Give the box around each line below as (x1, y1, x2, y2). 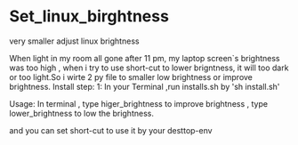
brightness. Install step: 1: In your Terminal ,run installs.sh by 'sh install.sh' (9, 81, 280, 92)
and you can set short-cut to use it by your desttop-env (9, 125, 213, 135)
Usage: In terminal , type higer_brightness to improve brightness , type (9, 98, 269, 109)
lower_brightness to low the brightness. (9, 108, 154, 118)
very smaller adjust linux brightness (9, 36, 140, 46)
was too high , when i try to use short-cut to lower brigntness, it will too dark (9, 62, 289, 73)
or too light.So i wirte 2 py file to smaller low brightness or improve (9, 71, 254, 82)
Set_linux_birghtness (9, 6, 169, 27)
